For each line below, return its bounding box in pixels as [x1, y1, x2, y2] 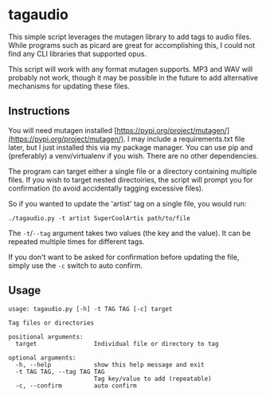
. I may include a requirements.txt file [123, 134, 245, 143]
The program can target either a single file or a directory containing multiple [8, 166, 257, 176]
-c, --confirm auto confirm [15, 381, 137, 390]
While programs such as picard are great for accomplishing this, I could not [8, 40, 256, 49]
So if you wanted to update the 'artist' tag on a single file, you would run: [8, 198, 247, 208]
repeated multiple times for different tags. [8, 237, 145, 246]
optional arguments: [8, 353, 77, 362]
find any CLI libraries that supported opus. [8, 49, 147, 58]
